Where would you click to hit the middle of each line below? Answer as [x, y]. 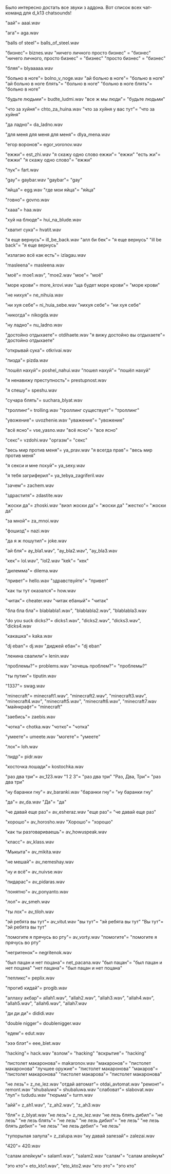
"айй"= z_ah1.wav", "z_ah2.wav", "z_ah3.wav [53, 1105]
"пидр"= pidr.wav [24, 757]
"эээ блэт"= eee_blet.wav [33, 1043]
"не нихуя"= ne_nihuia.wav [34, 295]
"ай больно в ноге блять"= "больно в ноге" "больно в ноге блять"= [79, 84]
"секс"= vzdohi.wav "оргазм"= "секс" [46, 440]
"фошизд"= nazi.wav [27, 531]
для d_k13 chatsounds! [47, 13]
